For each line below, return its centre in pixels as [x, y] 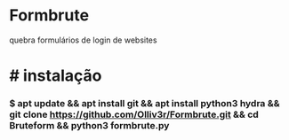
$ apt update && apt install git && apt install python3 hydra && [144, 104]
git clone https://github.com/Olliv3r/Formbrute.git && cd [134, 114]
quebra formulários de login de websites [83, 40]
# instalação [56, 76]
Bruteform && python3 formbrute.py [89, 126]
